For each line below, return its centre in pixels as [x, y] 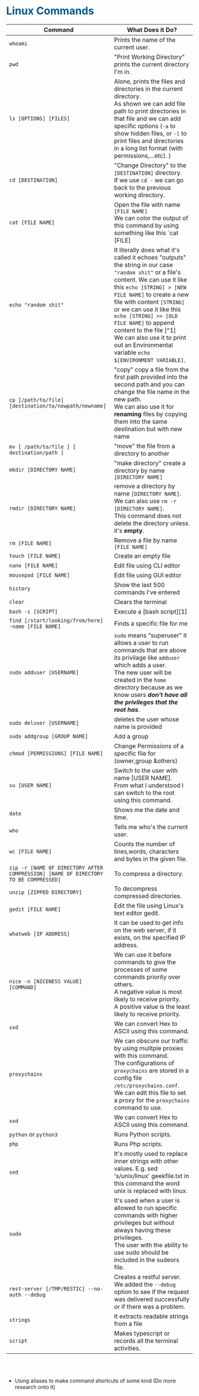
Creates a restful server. [148, 1277]
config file [128, 1078]
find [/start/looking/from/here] [56, 620]
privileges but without [144, 1223]
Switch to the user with [146, 770]
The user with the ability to [151, 1245]
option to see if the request [152, 1291]
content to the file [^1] [145, 330]
